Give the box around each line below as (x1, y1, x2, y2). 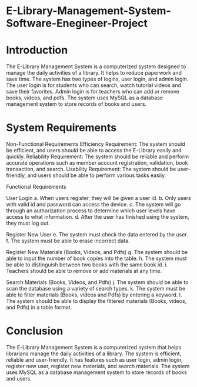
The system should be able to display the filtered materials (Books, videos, (6, 298, 187, 305)
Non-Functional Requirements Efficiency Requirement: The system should (6, 141, 185, 148)
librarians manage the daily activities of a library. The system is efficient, (6, 350, 182, 357)
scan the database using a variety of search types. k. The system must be (6, 285, 186, 292)
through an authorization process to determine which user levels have (6, 207, 176, 214)
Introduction (6, 44, 68, 57)
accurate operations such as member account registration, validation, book (6, 159, 188, 166)
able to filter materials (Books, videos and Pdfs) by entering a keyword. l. (6, 291, 182, 298)
